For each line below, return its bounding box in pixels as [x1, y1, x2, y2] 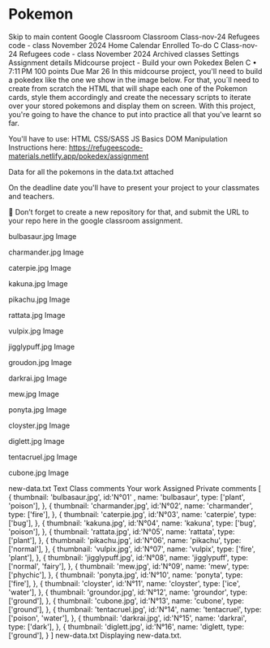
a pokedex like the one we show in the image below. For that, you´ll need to [8, 75, 259, 85]
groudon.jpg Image [8, 357, 72, 367]
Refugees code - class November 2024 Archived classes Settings [19, 49, 239, 59]
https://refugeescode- [68, 142, 144, 152]
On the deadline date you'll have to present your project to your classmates [8, 182, 259, 192]
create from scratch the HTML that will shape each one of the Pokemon [8, 83, 247, 94]
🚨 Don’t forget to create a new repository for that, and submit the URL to [8, 207, 250, 216]
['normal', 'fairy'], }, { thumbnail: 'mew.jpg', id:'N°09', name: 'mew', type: [8, 561, 250, 571]
